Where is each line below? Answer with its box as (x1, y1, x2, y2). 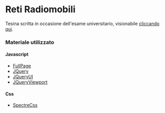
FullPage (12, 63, 32, 69)
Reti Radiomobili (5, 4, 76, 15)
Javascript (5, 51, 29, 57)
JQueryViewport (12, 79, 48, 85)
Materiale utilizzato (5, 38, 55, 46)
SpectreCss (12, 102, 38, 108)
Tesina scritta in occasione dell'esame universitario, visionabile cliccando (5, 20, 160, 27)
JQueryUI (12, 74, 33, 80)
